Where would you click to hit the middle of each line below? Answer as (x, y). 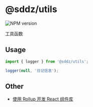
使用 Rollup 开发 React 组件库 (43, 99)
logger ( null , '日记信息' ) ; (32, 71)
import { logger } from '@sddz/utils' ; (47, 62)
